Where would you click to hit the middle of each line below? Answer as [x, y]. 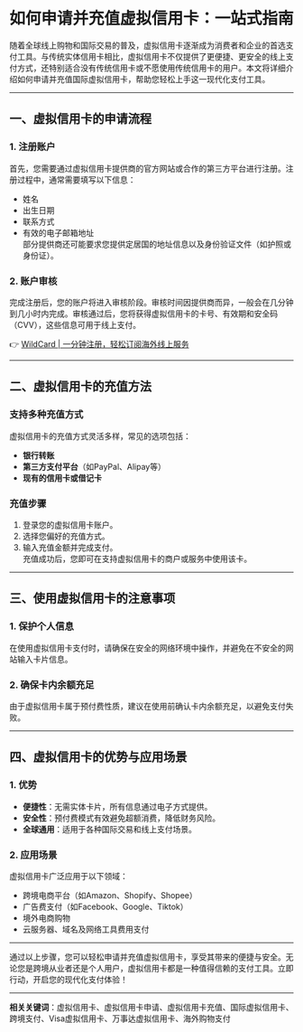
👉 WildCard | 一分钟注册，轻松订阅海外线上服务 [99, 343]
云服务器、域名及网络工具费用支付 [86, 929]
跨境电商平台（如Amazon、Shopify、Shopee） [110, 895]
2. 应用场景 [33, 855]
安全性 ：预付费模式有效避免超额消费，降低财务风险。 [121, 818]
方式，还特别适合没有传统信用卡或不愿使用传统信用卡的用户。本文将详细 [151, 68]
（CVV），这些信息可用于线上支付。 [75, 324]
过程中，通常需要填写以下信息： [76, 179]
